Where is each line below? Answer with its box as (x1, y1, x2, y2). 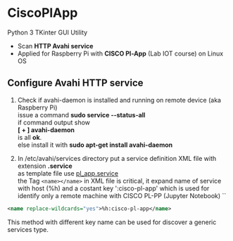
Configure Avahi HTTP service (7, 77, 144, 89)
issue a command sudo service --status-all (17, 110, 146, 119)
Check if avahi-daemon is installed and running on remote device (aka (17, 96, 222, 104)
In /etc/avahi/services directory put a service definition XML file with (17, 154, 217, 162)
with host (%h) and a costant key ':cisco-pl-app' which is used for (17, 184, 210, 193)
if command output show (17, 118, 90, 126)
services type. (7, 225, 49, 233)
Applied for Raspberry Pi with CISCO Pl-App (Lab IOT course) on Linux (17, 49, 224, 58)
